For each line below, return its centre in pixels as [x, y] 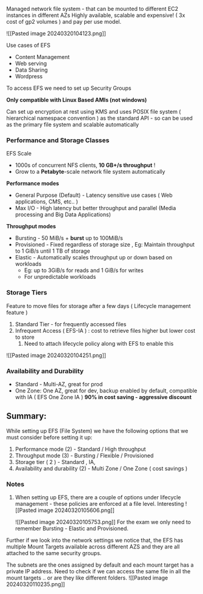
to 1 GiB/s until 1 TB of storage [52, 251]
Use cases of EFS [28, 45]
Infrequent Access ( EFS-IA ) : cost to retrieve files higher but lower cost [105, 330]
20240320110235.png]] [36, 584]
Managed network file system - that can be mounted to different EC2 [92, 9]
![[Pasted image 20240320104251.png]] [56, 355]
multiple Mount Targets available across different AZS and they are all [93, 547]
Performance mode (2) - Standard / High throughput [81, 449]
